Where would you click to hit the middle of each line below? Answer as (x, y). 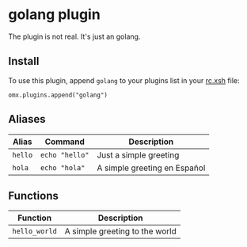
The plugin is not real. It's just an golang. (74, 36)
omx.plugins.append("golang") (58, 95)
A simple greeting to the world (120, 231)
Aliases (27, 119)
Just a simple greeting (138, 154)
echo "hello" (65, 155)
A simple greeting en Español (151, 168)
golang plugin (54, 15)
